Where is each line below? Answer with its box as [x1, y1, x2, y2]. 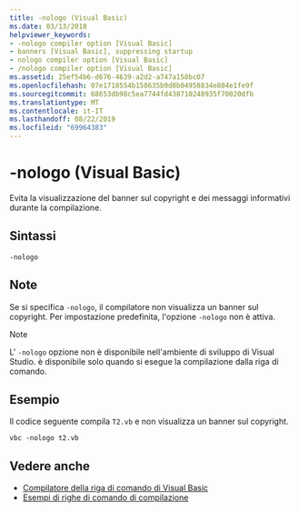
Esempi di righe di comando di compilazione [22, 492, 189, 503]
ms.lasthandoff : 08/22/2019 [9, 115, 116, 124]
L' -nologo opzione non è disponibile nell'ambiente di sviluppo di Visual [9, 346, 274, 357]
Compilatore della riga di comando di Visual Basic [22, 483, 209, 494]
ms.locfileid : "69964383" [9, 124, 107, 133]
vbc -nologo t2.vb [9, 434, 79, 443]
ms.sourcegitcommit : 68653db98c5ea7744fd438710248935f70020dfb [9, 89, 254, 98]
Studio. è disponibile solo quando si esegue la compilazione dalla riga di [9, 356, 279, 366]
